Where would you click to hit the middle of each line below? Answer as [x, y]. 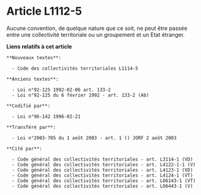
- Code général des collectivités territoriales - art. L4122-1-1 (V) [104, 164]
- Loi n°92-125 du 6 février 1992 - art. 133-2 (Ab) [81, 95]
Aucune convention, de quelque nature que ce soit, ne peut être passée [97, 28]
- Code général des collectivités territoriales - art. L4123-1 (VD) [102, 170]
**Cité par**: [25, 149]
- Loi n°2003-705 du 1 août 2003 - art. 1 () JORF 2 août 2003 [94, 138]
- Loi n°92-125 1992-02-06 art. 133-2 [62, 90]
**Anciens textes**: [33, 79]
